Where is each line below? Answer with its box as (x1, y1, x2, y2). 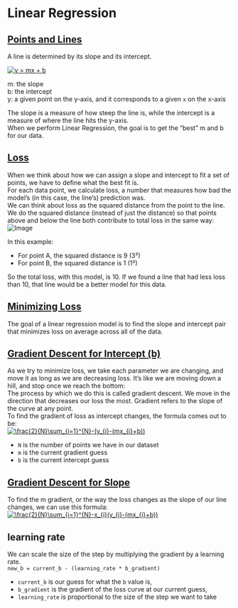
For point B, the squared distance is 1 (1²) (17, 258, 138, 267)
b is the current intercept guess (17, 456, 109, 464)
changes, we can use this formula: (7, 503, 108, 511)
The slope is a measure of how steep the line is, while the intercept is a (7, 109, 215, 117)
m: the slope (7, 80, 44, 88)
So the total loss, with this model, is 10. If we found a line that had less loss (7, 272, 226, 281)
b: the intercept (7, 87, 53, 95)
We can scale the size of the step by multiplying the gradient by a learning (7, 550, 225, 559)
